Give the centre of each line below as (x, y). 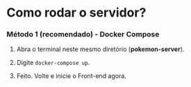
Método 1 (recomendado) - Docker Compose (83, 35)
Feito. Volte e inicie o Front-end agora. (71, 76)
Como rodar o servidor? (76, 13)
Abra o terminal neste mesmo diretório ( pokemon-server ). (100, 49)
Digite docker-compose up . (53, 63)
